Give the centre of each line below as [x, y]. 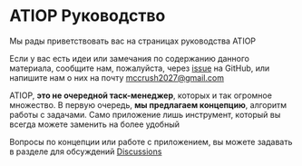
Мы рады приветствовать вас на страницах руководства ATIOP [133, 41]
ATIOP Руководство [88, 16]
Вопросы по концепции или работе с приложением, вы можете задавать [151, 142]
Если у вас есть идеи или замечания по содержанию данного [129, 58]
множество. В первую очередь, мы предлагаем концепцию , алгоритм [148, 104]
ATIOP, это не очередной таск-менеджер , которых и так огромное [141, 95]
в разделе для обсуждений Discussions [86, 151]
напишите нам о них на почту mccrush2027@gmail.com [117, 77]
